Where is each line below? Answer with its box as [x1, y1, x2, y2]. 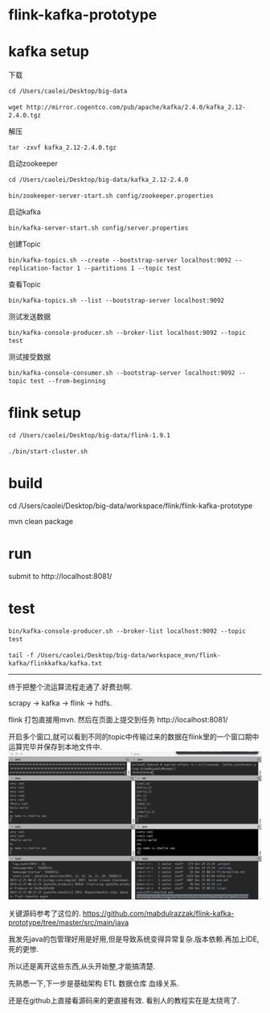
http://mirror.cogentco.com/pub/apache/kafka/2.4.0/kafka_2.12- [26, 103, 247, 112]
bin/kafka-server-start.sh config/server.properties [8, 224, 189, 233]
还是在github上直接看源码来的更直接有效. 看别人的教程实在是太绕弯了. [8, 996, 239, 1006]
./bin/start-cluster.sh [8, 448, 88, 456]
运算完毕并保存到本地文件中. [8, 742, 103, 751]
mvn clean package [8, 517, 74, 526]
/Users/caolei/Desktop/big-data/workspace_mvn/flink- [37, 651, 221, 659]
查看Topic [8, 279, 42, 289]
